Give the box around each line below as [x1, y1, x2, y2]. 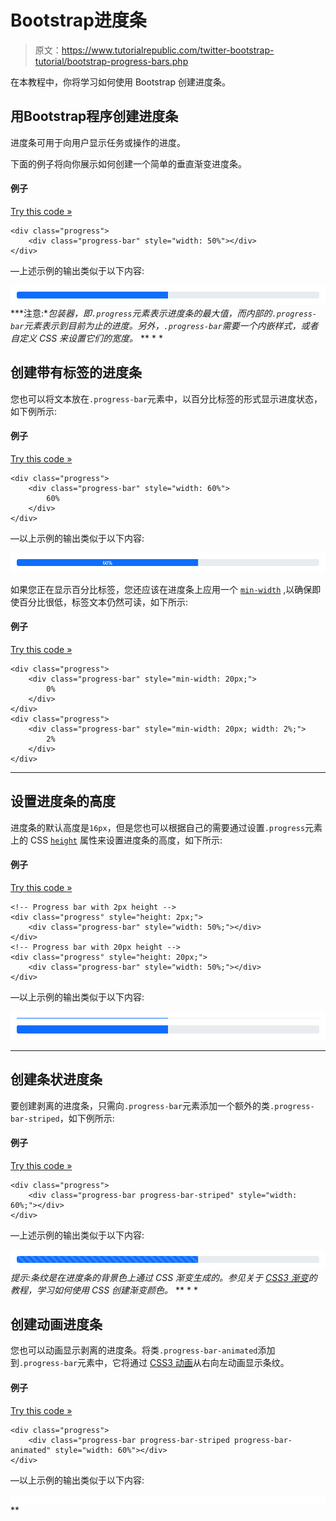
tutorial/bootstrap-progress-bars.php [34, 55, 189, 67]
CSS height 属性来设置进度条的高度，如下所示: [29, 834, 223, 846]
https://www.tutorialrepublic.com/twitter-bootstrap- [61, 44, 275, 56]
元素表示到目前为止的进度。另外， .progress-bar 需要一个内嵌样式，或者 [23, 319, 319, 331]
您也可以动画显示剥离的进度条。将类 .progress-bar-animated [10, 1344, 258, 1356]
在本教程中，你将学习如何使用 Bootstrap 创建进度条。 [10, 76, 231, 88]
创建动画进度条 [10, 1316, 103, 1333]
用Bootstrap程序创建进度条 [10, 108, 179, 125]
